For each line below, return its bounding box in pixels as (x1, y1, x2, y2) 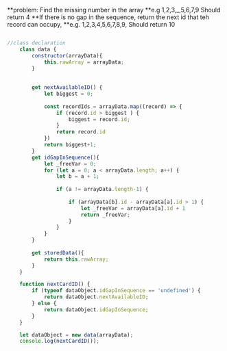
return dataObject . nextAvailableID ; (43, 294, 149, 300)
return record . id (56, 129, 106, 135)
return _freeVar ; (80, 211, 130, 218)
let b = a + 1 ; (56, 173, 99, 180)
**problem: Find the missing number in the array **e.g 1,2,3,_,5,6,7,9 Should (7, 6, 221, 14)
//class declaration (7, 40, 67, 47)
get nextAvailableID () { (32, 84, 103, 91)
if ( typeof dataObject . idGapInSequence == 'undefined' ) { (32, 287, 201, 294)
